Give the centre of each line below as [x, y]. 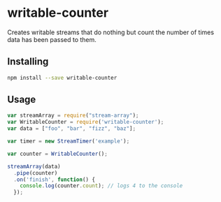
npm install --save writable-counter [62, 78]
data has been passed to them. [52, 39]
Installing [28, 62]
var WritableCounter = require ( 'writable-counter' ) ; [86, 122]
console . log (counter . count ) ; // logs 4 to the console [101, 186]
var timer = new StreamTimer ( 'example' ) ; [69, 141]
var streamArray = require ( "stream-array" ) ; [73, 116]
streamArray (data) [34, 166]
